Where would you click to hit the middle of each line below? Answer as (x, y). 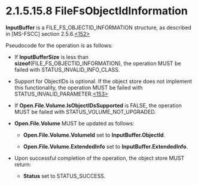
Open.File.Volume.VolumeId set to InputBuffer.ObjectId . (94, 135)
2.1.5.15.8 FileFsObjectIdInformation (97, 11)
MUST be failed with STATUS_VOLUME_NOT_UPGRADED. (85, 112)
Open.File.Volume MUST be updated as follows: (74, 123)
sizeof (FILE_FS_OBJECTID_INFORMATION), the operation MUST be (98, 63)
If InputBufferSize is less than (51, 57)
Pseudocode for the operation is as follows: (59, 45)
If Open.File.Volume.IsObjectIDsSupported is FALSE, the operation (98, 105)
